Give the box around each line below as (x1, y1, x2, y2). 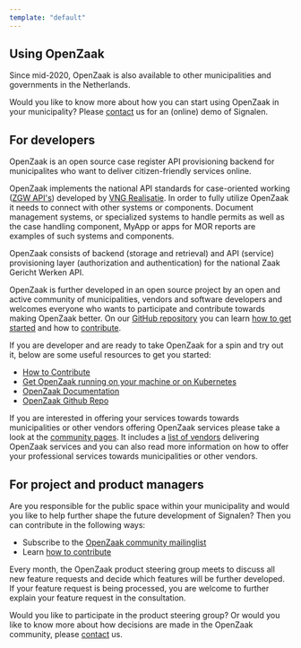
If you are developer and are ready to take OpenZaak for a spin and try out (9, 340, 284, 350)
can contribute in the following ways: (9, 520, 146, 531)
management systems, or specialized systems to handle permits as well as (9, 212, 285, 222)
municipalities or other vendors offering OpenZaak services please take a (9, 422, 280, 433)
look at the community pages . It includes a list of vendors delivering (9, 432, 260, 443)
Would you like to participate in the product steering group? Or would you (9, 610, 280, 621)
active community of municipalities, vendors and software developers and (9, 294, 282, 305)
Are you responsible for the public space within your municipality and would (9, 501, 290, 512)
